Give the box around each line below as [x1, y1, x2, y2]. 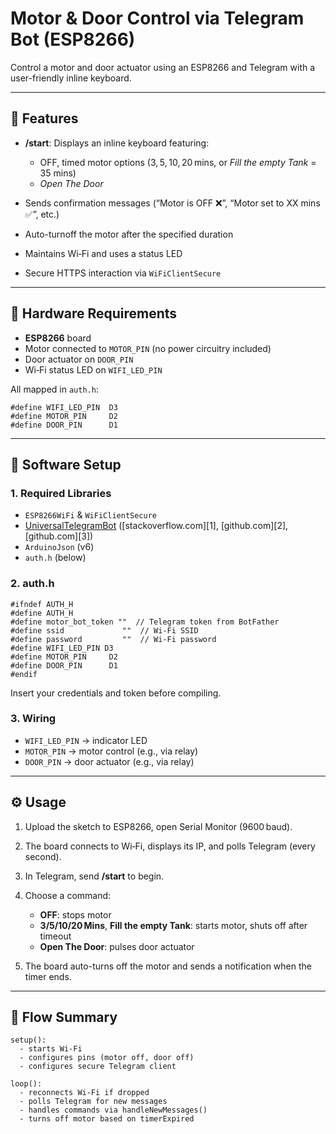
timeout [39, 930, 72, 942]
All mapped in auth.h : [10, 383, 99, 395]
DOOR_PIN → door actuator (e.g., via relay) [24, 755, 195, 767]
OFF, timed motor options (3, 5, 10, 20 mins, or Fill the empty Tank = [39, 156, 317, 168]
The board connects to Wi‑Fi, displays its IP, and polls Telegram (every [24, 840, 316, 852]
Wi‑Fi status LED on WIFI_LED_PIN [24, 363, 163, 376]
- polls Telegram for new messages [19, 1097, 168, 1107]
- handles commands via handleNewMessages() [19, 1105, 208, 1116]
